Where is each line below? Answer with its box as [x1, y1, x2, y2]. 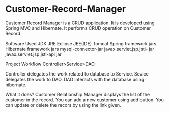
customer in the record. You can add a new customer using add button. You [5, 97, 164, 103]
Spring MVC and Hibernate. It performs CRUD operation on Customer [5, 25, 151, 31]
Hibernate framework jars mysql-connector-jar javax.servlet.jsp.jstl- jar [5, 46, 154, 52]
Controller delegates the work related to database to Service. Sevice [5, 70, 149, 77]
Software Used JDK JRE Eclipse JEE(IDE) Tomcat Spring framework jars [5, 40, 157, 46]
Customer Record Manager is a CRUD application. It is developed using [5, 20, 155, 26]
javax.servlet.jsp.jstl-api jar [5, 51, 62, 57]
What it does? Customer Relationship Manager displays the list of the [5, 91, 150, 97]
